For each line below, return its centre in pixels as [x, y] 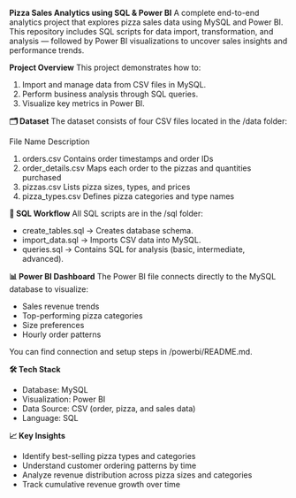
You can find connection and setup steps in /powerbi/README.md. [131, 352]
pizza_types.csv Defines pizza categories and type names [128, 196]
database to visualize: [49, 289]
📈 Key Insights [38, 436]
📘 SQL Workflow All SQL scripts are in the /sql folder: [106, 213]
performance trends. [47, 50]
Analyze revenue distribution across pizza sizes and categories [137, 475]
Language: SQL [50, 418]
